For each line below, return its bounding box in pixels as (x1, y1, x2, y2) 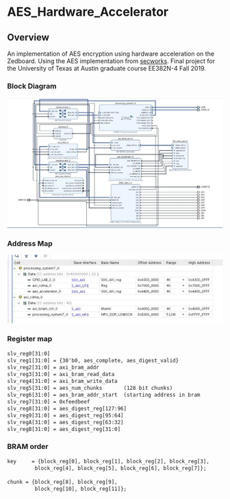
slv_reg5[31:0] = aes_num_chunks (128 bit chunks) (7, 385, 173, 392)
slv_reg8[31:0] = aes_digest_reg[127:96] (7, 406, 127, 413)
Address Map (7, 238, 53, 248)
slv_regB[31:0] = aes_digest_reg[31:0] (7, 426, 121, 433)
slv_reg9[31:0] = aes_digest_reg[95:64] (7, 413, 125, 419)
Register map (7, 334, 53, 343)
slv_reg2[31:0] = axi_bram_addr (7, 364, 99, 371)
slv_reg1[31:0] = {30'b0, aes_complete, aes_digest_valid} (7, 358, 179, 364)
